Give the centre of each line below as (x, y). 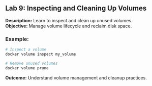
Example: (17, 39)
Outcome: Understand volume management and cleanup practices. (76, 77)
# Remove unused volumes (32, 63)
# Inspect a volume (26, 50)
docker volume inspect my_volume (41, 54)
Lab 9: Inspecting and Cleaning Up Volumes (76, 8)
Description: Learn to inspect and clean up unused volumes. (69, 20)
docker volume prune (27, 68)
